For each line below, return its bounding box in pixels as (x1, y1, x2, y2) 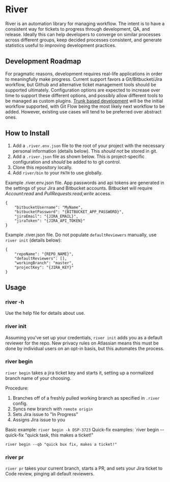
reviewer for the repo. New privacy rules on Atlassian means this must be (5, 340, 159, 346)
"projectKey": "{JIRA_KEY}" (14, 265, 74, 270)
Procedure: (5, 385, 29, 391)
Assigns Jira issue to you (12, 417, 65, 423)
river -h (5, 298, 24, 305)
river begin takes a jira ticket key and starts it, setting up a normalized (5, 370, 154, 376)
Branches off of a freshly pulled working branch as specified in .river (12, 395, 160, 401)
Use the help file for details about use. (5, 310, 86, 316)
